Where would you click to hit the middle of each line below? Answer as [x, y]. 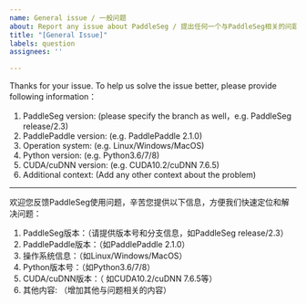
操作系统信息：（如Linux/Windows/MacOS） [105, 256]
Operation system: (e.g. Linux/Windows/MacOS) [113, 146]
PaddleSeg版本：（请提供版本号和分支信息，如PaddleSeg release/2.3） [155, 233]
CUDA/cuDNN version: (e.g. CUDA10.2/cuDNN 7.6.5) [121, 165]
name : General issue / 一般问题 [68, 18]
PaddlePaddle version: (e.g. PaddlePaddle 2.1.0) [112, 136]
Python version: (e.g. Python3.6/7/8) [91, 155]
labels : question [42, 43]
